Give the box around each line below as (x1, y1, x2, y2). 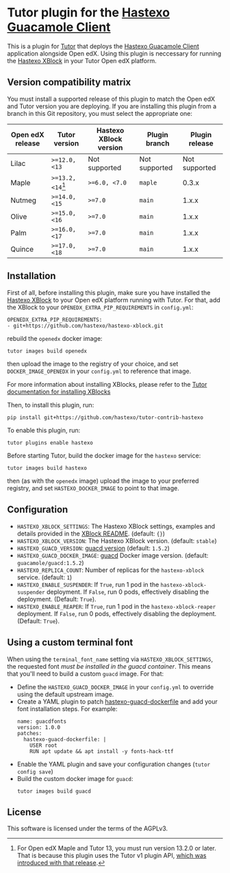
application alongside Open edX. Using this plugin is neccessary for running (7, 49, 222, 58)
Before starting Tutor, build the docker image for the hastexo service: (7, 451, 201, 459)
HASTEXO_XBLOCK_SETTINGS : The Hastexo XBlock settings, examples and (16, 522, 216, 530)
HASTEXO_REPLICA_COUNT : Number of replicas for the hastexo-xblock (16, 566, 205, 574)
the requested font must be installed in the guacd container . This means (7, 662, 211, 670)
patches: (16, 730, 42, 737)
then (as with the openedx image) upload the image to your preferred (7, 477, 199, 485)
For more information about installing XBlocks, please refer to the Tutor (7, 380, 207, 388)
